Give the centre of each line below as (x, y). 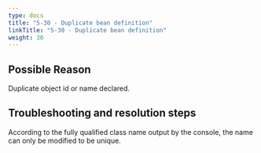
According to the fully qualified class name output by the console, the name (131, 132)
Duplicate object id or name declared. (69, 88)
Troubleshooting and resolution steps (102, 113)
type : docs (26, 15)
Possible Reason (50, 69)
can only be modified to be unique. (65, 140)
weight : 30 (26, 37)
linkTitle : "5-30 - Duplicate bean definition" (88, 30)
